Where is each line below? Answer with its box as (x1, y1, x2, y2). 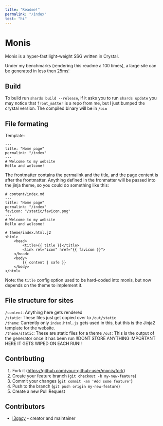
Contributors (5, 402, 45, 410)
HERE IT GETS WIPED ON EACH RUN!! (5, 340, 82, 346)
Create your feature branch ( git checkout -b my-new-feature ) (12, 373, 137, 379)
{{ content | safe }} (22, 260, 67, 265)
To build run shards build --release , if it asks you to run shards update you (5, 95, 157, 101)
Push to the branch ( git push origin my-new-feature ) (12, 383, 120, 389)
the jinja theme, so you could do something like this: (5, 182, 109, 188)
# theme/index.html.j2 (5, 230, 51, 235)
